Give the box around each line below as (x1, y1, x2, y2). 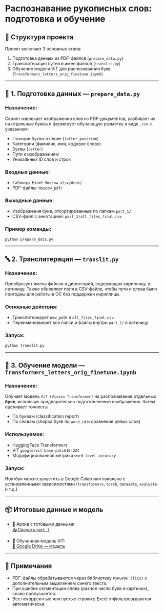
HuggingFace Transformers (12, 442, 68, 448)
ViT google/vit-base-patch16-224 (12, 447, 80, 453)
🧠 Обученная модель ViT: (12, 538, 66, 544)
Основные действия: (5, 303, 58, 310)
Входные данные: (5, 169, 50, 175)
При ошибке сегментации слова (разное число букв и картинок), (12, 585, 149, 591)
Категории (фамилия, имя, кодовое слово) (12, 141, 101, 147)
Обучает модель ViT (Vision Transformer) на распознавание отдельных (5, 393, 156, 399)
